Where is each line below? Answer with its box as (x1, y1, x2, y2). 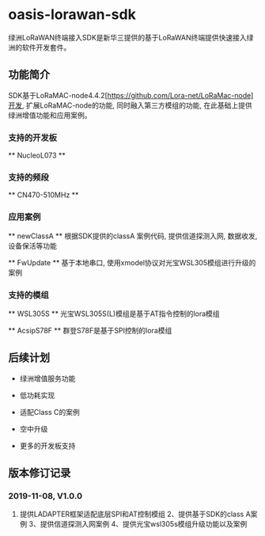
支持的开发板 (8, 132, 58, 143)
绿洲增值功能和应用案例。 (8, 110, 92, 120)
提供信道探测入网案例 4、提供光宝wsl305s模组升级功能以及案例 (40, 519, 248, 529)
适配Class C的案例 (19, 407, 81, 416)
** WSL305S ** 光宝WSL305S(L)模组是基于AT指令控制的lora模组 (8, 309, 220, 318)
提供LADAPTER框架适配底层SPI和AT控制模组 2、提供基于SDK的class (19, 509, 244, 519)
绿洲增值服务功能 (19, 374, 76, 383)
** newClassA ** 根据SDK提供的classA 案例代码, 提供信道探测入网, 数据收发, (8, 231, 258, 241)
